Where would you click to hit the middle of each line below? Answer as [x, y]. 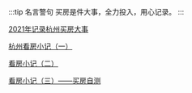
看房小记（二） [33, 63]
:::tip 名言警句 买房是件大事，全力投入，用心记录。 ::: [96, 12]
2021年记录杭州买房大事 [49, 29]
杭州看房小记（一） [41, 46]
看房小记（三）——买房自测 [55, 80]
